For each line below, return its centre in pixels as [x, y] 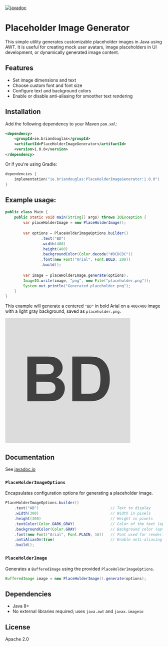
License [18, 627]
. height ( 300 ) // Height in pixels [84, 519]
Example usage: [31, 200]
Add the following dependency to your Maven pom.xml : [61, 124]
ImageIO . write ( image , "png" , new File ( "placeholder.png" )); [87, 281]
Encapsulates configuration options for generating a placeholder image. [79, 493]
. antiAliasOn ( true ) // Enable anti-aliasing [88, 540]
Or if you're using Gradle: [31, 164]
